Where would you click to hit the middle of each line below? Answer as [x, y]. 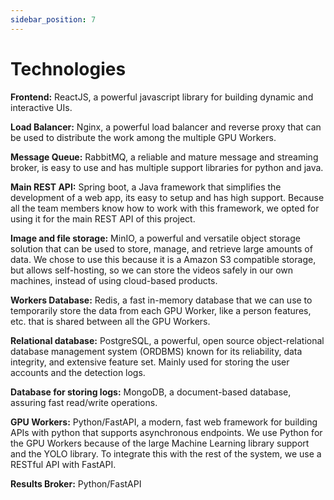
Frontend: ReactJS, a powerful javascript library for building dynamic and [162, 97]
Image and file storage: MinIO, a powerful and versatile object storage [155, 238]
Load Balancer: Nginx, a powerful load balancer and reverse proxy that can [166, 127]
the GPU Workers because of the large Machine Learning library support [160, 443]
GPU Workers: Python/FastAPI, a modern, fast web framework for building [164, 422]
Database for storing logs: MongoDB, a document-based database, [151, 392]
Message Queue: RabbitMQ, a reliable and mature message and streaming [164, 157]
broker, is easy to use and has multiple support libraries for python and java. [167, 167]
